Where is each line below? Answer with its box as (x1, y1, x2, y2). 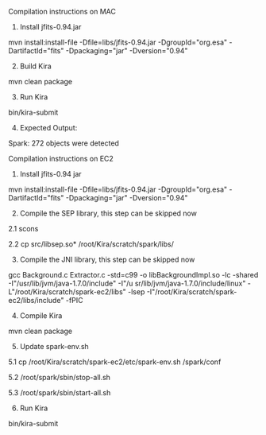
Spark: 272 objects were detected (8, 138, 119, 148)
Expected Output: (19, 123, 78, 132)
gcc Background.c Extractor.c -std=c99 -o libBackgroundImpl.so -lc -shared (8, 270, 259, 279)
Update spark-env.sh (19, 342, 89, 351)
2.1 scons (8, 224, 39, 233)
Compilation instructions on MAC (8, 7, 117, 16)
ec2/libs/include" (8, 296, 64, 305)
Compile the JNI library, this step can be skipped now (19, 254, 195, 264)
